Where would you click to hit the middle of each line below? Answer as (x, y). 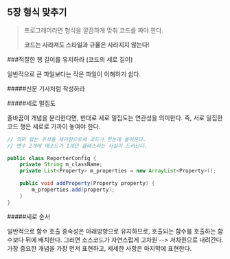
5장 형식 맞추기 (37, 12)
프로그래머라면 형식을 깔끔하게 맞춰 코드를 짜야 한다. (93, 30)
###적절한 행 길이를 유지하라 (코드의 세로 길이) (70, 59)
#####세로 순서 (28, 216)
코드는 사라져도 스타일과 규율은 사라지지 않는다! (87, 45)
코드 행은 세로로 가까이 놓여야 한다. (54, 126)
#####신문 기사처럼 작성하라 (46, 89)
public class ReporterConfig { (52, 158)
